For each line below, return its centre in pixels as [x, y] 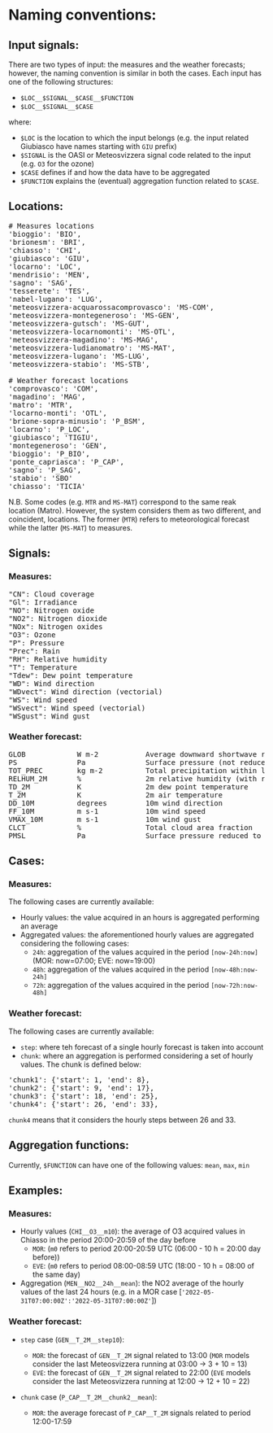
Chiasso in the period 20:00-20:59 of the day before [108, 1240]
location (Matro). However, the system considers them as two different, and [135, 510]
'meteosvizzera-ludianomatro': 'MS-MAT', [92, 348]
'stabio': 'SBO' [41, 478]
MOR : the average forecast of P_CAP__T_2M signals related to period [141, 1413]
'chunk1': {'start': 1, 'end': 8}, [79, 1079]
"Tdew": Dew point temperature [71, 675]
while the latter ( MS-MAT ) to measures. [70, 527]
